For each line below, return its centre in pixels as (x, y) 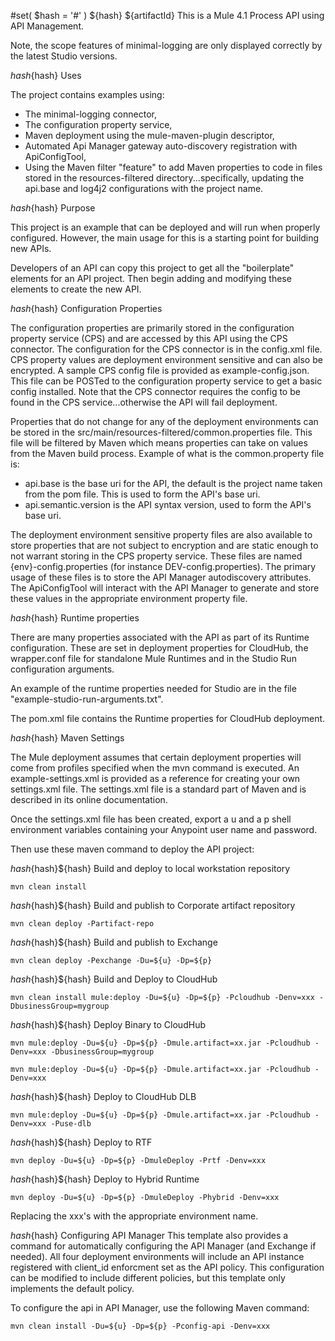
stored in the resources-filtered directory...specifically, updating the (164, 178)
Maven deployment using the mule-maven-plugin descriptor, (149, 135)
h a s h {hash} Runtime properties (75, 618)
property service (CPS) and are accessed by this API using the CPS (149, 338)
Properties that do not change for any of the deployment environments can (164, 421)
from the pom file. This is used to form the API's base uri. (142, 494)
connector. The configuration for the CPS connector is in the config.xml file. (166, 349)
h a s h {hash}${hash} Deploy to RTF (81, 1142)
